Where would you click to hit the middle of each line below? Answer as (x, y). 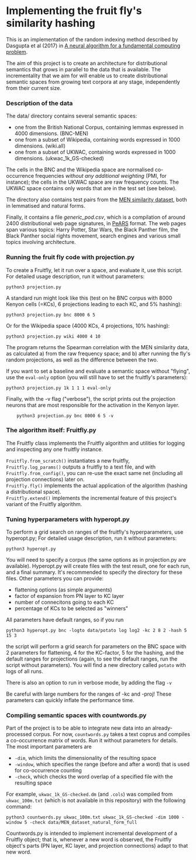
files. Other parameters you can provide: (55, 579)
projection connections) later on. (45, 479)
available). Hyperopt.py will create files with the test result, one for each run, (98, 566)
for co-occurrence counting (48, 770)
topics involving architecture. (41, 242)
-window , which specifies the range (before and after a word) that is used (102, 764)
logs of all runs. (25, 672)
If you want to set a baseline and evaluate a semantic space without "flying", (98, 371)
